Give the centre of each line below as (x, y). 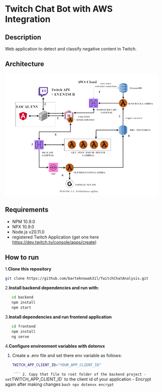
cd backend (23, 297)
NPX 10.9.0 (23, 226)
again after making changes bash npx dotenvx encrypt (59, 384)
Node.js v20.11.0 (28, 232)
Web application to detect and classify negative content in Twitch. (71, 49)
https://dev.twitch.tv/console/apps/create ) (54, 242)
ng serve (20, 337)
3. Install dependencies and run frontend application (58, 317)
